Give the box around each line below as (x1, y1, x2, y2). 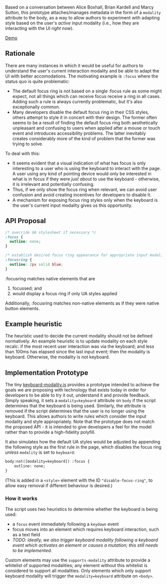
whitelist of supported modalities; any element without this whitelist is (5, 563, 148, 569)
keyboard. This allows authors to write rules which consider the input (5, 414, 147, 419)
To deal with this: (5, 150, 40, 156)
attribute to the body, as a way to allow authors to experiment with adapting (5, 15, 160, 20)
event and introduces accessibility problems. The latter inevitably (12, 130, 146, 136)
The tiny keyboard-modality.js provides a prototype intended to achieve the (5, 382, 160, 388)
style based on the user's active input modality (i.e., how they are (5, 20, 139, 26)
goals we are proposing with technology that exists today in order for (5, 387, 147, 393)
